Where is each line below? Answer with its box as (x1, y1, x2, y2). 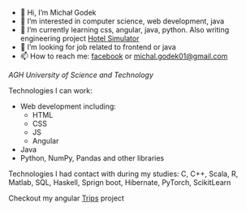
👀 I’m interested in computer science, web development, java (19, 16, 225, 26)
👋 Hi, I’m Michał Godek (19, 8, 97, 17)
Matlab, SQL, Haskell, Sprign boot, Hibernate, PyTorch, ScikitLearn (8, 178, 231, 187)
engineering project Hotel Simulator (19, 33, 140, 43)
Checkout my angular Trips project (8, 193, 124, 203)
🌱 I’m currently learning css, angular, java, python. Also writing (19, 25, 230, 34)
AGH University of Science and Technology (8, 70, 154, 80)
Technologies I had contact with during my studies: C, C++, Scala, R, (8, 169, 239, 179)
